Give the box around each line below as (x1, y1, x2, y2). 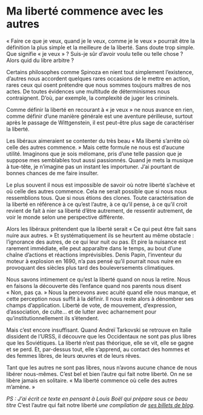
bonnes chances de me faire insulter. (6, 169, 99, 177)
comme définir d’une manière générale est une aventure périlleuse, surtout (6, 112, 193, 120)
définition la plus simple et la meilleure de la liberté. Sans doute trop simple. (6, 44, 195, 51)
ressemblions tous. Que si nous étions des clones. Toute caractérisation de (6, 194, 194, 201)
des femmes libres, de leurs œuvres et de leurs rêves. (6, 352, 141, 359)
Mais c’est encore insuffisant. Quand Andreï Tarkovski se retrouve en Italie (6, 326, 192, 334)
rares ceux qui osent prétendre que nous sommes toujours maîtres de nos (6, 81, 191, 89)
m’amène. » (6, 383, 35, 390)
